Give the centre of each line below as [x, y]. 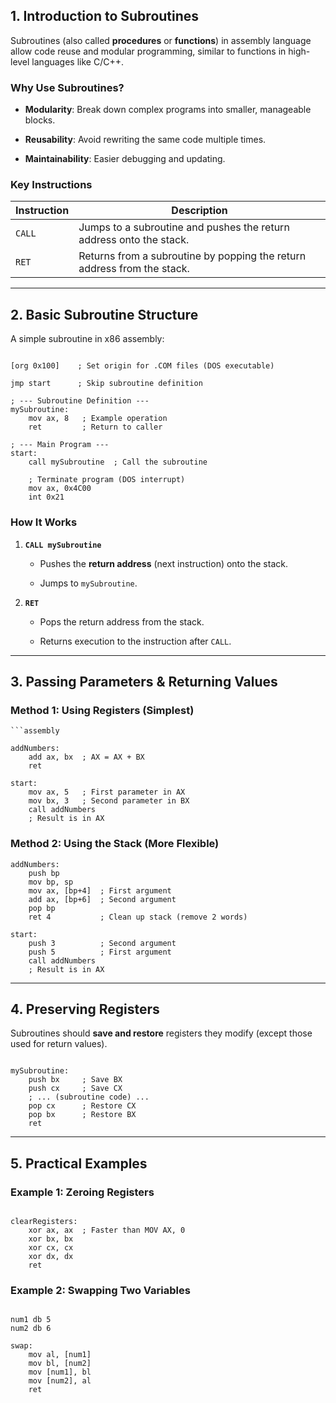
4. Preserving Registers [85, 1009]
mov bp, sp [51, 882]
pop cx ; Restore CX [82, 1106]
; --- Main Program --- [60, 445]
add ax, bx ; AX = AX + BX [86, 757]
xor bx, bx [51, 1239]
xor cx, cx [51, 1248]
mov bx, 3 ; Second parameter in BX [109, 801]
